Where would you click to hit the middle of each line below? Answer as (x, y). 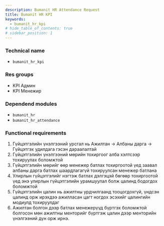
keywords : (16, 19)
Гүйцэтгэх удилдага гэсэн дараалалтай (54, 149)
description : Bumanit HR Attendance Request (52, 10)
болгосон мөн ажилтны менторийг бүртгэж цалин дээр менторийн (84, 213)
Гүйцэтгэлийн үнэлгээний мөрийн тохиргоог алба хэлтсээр (76, 155)
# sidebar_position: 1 (29, 33)
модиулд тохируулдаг (36, 202)
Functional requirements (36, 133)
